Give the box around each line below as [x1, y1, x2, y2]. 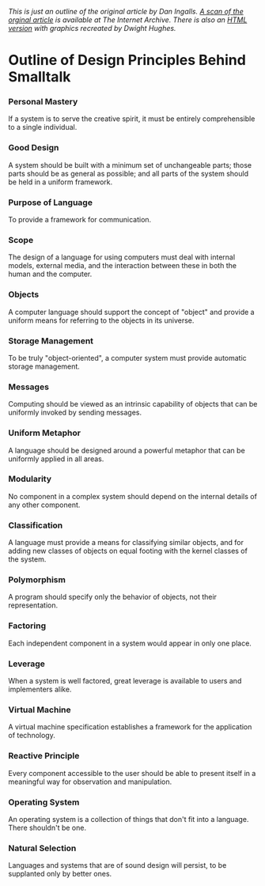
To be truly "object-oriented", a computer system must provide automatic [8, 353, 247, 362]
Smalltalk [8, 68, 71, 86]
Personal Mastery [8, 97, 78, 108]
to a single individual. [8, 123, 78, 132]
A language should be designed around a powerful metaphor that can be [8, 445, 245, 455]
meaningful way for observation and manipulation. [8, 777, 172, 786]
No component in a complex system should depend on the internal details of [8, 491, 257, 501]
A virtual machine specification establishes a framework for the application [8, 722, 252, 732]
